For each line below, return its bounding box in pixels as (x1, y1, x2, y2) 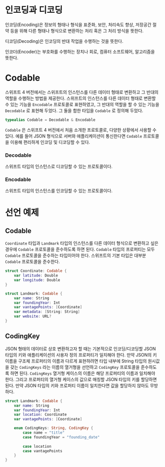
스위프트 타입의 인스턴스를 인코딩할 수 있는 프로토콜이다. (5, 188, 113, 194)
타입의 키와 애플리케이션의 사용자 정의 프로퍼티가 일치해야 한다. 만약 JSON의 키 (5, 352, 157, 357)
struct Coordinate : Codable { (5, 269, 67, 274)
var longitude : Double (14, 278, 60, 283)
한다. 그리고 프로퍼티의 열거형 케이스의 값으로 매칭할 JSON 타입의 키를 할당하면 (5, 376, 157, 382)
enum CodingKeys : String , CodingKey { (14, 426, 93, 431)
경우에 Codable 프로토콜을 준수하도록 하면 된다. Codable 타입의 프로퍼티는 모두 (5, 247, 155, 252)
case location (23, 444, 52, 449)
